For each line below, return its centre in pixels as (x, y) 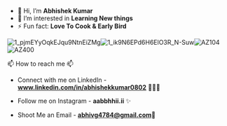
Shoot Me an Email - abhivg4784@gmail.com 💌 (87, 115)
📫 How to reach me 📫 (40, 64)
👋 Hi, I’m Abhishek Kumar (55, 11)
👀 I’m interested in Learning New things (75, 18)
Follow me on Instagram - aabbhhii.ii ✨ (74, 101)
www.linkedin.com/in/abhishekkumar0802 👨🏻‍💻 (89, 87)
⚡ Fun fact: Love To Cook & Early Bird (72, 26)
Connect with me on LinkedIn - (62, 80)
